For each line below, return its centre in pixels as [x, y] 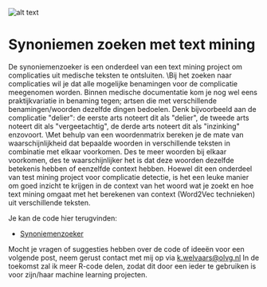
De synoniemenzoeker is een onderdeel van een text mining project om [126, 66]
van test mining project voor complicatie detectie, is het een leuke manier [129, 177]
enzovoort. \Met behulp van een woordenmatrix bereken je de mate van [126, 134]
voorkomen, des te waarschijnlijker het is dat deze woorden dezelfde [121, 160]
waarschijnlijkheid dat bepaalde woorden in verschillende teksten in [120, 143]
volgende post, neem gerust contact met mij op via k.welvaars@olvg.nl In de [134, 257]
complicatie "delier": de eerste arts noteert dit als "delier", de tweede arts [129, 118]
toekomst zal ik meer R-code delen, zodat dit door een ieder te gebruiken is [132, 266]
